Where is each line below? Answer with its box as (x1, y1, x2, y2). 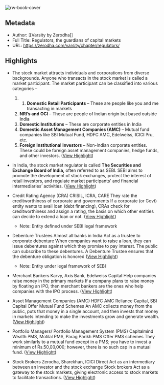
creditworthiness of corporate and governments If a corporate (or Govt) (12, 197, 157, 204)
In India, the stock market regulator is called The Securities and (12, 162, 141, 168)
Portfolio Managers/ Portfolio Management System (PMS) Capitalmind (12, 328, 154, 334)
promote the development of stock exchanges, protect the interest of (12, 172, 152, 178)
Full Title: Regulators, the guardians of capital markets (12, 37, 121, 43)
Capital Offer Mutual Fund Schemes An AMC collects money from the (12, 303, 153, 309)
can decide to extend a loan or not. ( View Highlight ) (12, 213, 117, 219)
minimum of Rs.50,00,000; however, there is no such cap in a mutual (12, 344, 151, 350)
